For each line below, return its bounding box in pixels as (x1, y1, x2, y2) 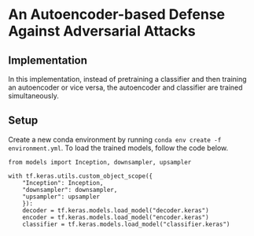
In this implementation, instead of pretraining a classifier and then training (8, 75, 247, 83)
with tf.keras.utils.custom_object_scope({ (8, 171, 153, 180)
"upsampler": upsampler (22, 193, 101, 201)
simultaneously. (8, 91, 59, 100)
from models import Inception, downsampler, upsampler (8, 158, 192, 166)
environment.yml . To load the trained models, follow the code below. (8, 143, 229, 153)
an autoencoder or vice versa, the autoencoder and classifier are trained (8, 83, 243, 92)
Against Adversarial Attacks (8, 22, 197, 40)
